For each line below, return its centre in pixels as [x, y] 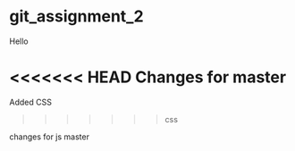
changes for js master [49, 137]
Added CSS [30, 102]
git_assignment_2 [77, 17]
